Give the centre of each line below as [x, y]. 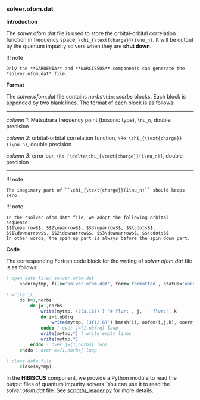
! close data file [29, 361]
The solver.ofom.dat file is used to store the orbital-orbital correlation [91, 33]
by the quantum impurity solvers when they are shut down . [79, 46]
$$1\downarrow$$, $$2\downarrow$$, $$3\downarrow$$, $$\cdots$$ [87, 233]
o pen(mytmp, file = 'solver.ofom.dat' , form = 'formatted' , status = [101, 284]
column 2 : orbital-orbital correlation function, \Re [66, 138]
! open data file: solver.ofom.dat [50, 279]
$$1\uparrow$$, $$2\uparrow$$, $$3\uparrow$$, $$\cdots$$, [81, 228]
